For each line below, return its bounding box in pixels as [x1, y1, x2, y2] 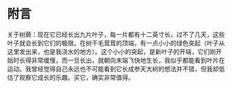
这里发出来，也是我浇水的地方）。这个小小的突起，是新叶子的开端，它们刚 [7, 47, 216, 56]
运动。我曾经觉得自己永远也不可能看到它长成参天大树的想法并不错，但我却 [7, 65, 219, 73]
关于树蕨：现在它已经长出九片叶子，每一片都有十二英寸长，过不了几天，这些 [7, 30, 225, 38]
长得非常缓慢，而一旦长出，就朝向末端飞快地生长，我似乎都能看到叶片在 [19, 56, 225, 64]
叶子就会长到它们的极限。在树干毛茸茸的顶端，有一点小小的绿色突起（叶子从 [7, 38, 225, 47]
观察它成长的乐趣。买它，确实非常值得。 [19, 73, 135, 81]
